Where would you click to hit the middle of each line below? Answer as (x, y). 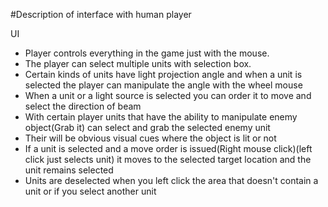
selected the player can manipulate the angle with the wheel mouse (163, 85)
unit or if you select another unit (90, 191)
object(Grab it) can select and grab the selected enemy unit (147, 127)
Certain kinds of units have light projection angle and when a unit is (163, 74)
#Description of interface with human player (101, 14)
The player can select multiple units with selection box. (138, 63)
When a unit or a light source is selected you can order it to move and (168, 95)
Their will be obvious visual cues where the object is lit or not (150, 138)
